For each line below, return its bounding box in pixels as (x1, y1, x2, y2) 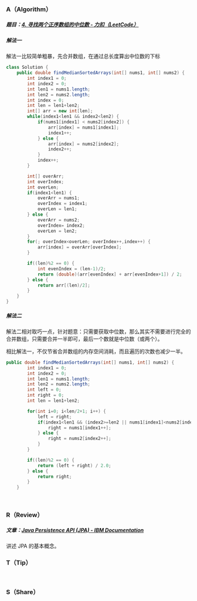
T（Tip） (6, 559, 32, 567)
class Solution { (6, 65, 49, 70)
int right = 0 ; (27, 392, 64, 398)
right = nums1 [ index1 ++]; (47, 425, 111, 431)
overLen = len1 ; (37, 206, 77, 212)
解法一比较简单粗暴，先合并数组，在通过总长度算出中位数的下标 (6, 53, 160, 60)
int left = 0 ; (27, 387, 62, 393)
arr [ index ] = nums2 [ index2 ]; (47, 141, 119, 147)
